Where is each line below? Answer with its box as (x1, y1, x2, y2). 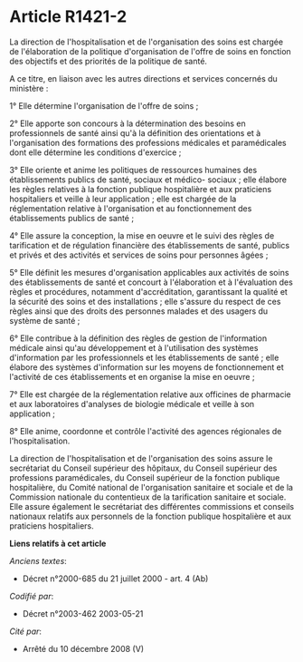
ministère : (9, 83, 49, 93)
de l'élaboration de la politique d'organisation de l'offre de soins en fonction (9, 45, 291, 56)
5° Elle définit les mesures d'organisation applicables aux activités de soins (9, 267, 289, 277)
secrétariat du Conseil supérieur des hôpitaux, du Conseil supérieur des (9, 462, 278, 473)
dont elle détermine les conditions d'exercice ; (9, 147, 182, 158)
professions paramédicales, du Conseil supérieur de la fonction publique (9, 472, 280, 482)
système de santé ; (9, 315, 80, 326)
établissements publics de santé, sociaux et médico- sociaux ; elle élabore (9, 174, 288, 185)
